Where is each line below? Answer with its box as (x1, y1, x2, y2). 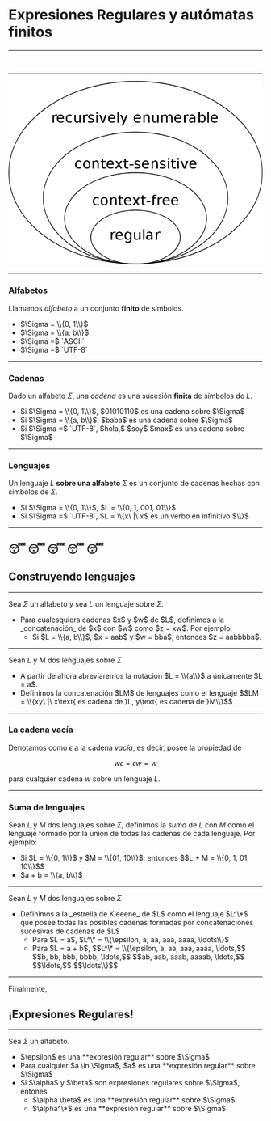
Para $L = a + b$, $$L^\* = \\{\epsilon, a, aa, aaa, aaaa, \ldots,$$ (31, 944, 246, 954)
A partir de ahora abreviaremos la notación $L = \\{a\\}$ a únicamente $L (19, 670, 263, 680)
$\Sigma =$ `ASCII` (19, 336, 85, 345)
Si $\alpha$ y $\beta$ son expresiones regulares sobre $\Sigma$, (19, 1077, 240, 1087)
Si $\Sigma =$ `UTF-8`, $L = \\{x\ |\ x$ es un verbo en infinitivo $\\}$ (19, 511, 250, 521)
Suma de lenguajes (8, 802, 85, 813)
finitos (8, 23, 52, 41)
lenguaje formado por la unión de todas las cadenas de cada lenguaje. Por (8, 829, 256, 839)
